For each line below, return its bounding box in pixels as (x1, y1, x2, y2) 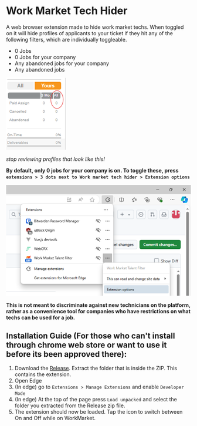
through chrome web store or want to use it (6, 340, 167, 350)
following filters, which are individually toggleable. (6, 36, 127, 43)
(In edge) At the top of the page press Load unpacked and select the (14, 396, 177, 403)
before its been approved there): (6, 349, 127, 359)
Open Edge (14, 377, 42, 384)
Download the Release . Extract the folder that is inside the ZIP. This (14, 365, 178, 372)
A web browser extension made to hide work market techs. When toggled (6, 23, 184, 31)
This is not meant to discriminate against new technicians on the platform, (6, 301, 191, 309)
